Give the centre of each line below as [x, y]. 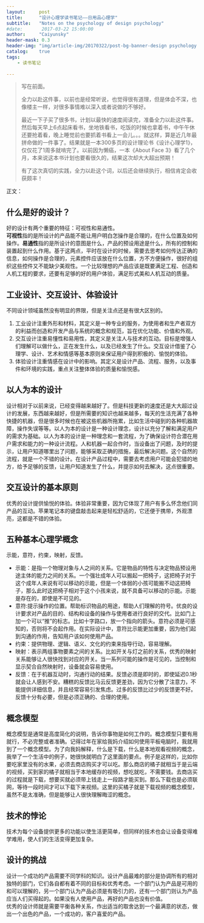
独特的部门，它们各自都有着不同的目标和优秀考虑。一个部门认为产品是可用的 [102, 883]
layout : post [28, 12]
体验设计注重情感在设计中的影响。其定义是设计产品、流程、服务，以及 [103, 361]
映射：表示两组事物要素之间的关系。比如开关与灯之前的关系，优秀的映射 [105, 651]
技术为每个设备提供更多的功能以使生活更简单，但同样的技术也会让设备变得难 [102, 832]
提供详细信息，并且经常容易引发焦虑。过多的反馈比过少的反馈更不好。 [108, 690]
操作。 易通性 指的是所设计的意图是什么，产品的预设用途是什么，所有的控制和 [102, 243]
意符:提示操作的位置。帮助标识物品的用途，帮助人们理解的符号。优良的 [104, 606]
